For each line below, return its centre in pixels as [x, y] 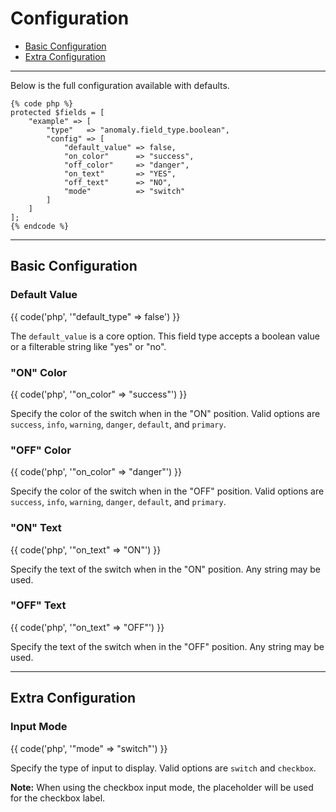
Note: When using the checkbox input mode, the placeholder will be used [162, 787]
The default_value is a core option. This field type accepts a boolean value [165, 336]
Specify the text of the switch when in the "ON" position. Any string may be [165, 569]
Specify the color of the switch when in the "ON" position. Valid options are [165, 413]
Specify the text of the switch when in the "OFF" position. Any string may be [167, 646]
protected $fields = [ [57, 112]
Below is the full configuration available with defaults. [120, 85]
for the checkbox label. [58, 798]
